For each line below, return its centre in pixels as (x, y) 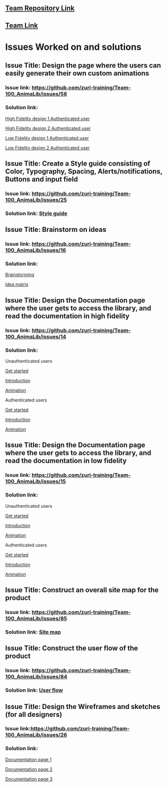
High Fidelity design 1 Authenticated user (48, 118)
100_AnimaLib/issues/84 (36, 677)
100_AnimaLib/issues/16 (36, 250)
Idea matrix (17, 284)
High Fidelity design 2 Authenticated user (48, 128)
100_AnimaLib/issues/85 (36, 618)
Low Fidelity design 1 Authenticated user (47, 138)
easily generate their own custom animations (77, 73)
